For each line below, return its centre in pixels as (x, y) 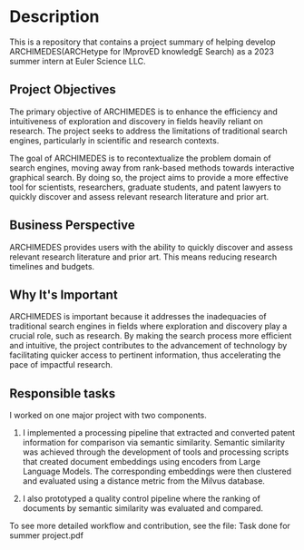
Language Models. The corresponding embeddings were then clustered (157, 471)
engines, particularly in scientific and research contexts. (114, 140)
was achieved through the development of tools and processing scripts (156, 452)
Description (54, 17)
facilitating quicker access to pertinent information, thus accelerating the (145, 355)
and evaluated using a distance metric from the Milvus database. (144, 481)
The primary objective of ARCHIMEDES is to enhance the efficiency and (144, 112)
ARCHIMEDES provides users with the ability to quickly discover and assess (151, 247)
